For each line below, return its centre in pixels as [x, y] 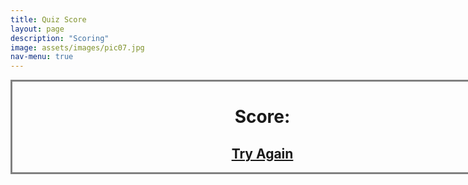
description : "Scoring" [60, 38]
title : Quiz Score [48, 19]
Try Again [262, 153]
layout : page [37, 29]
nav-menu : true [42, 57]
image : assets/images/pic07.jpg [77, 47]
